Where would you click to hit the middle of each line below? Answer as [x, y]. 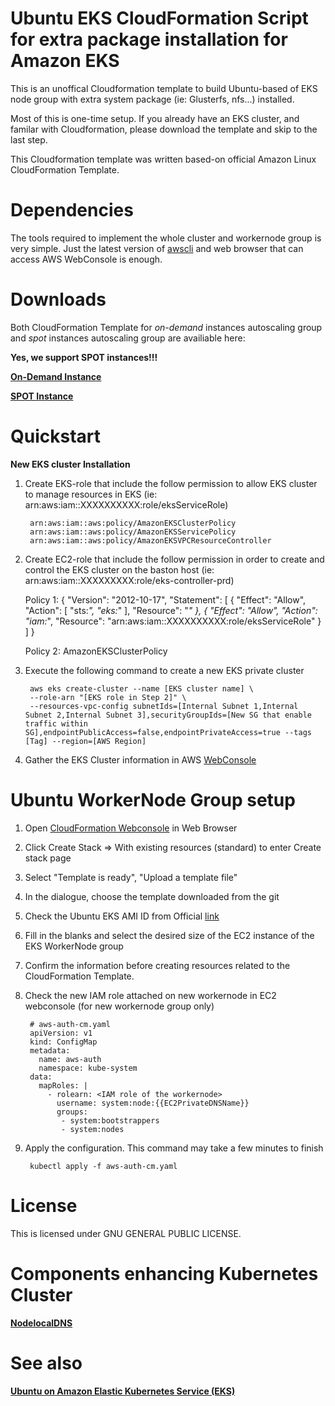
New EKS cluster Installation [70, 464]
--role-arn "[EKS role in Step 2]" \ [108, 697]
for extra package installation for [149, 39]
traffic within [56, 723]
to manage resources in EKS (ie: [91, 494]
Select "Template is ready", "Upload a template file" [131, 877]
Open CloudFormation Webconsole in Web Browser [131, 828]
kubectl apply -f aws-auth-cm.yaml [103, 1166]
